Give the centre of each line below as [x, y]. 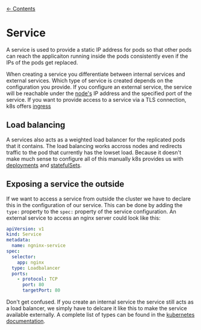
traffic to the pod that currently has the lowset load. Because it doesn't [94, 152]
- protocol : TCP [38, 279]
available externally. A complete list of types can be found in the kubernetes [100, 315]
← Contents [21, 9]
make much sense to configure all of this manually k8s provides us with [95, 158]
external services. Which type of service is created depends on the [90, 80]
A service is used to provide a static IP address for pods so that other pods [99, 49]
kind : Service [24, 234]
